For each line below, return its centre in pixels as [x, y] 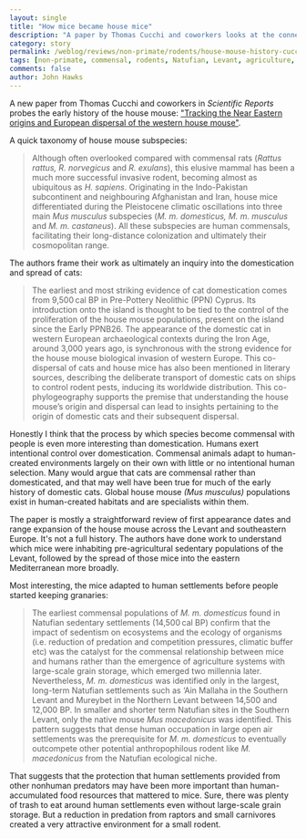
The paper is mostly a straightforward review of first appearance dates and [150, 519]
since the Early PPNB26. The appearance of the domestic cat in [151, 328]
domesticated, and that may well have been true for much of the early [140, 482]
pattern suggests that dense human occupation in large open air [152, 729]
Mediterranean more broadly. [64, 567]
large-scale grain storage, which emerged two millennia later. [147, 670]
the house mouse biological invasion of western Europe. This [146, 357]
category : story [40, 43]
